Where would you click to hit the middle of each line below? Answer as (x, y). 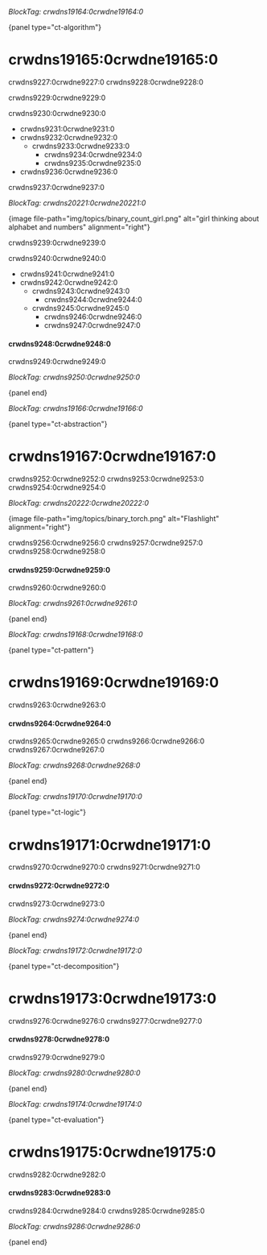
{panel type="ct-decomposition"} (64, 966)
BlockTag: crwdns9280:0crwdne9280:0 (74, 1073)
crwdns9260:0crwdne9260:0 (57, 588)
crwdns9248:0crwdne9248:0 (60, 344)
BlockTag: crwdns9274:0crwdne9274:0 (74, 919)
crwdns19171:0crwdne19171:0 (110, 845)
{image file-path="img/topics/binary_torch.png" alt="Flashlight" (114, 519)
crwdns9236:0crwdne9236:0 (69, 172)
